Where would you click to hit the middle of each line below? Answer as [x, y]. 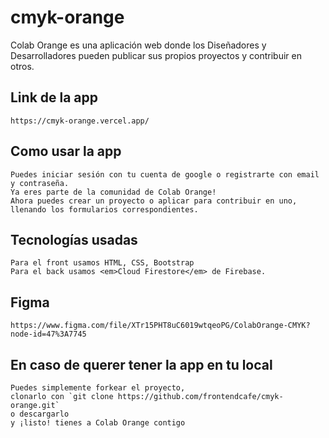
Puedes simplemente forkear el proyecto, [98, 388]
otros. [22, 66]
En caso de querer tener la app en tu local [141, 364]
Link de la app [54, 97]
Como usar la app [66, 151]
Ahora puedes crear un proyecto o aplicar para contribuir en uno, [154, 201]
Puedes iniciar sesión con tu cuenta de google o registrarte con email [165, 174]
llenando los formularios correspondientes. [104, 209]
